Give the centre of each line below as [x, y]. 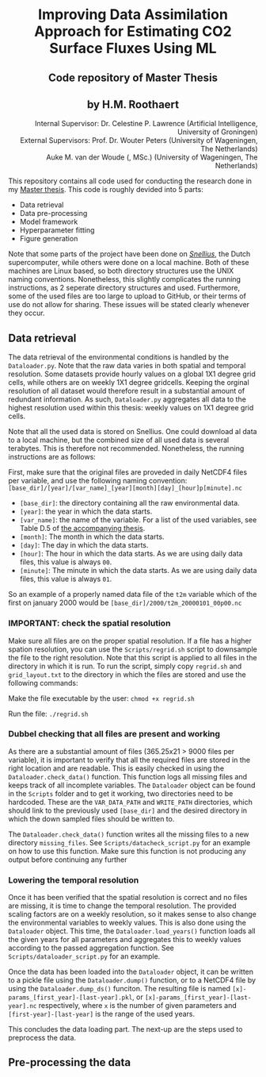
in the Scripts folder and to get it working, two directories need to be [121, 793]
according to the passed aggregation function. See [91, 948]
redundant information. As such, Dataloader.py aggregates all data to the [127, 399]
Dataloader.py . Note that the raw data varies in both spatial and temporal [127, 366]
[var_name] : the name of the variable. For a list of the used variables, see [138, 520]
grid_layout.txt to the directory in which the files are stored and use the [127, 674]
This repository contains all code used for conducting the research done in [130, 181]
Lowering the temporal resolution [74, 880]
